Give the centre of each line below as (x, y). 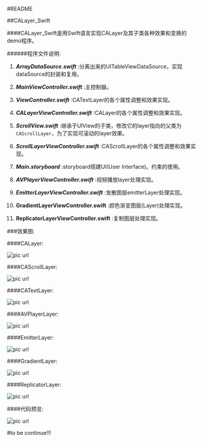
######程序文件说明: (34, 53)
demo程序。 (22, 41)
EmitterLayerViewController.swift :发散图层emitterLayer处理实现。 (101, 193)
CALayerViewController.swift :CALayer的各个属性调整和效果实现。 (101, 113)
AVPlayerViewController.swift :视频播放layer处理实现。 (86, 179)
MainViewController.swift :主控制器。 (64, 87)
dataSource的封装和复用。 (49, 74)
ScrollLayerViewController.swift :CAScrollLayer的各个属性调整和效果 (103, 146)
